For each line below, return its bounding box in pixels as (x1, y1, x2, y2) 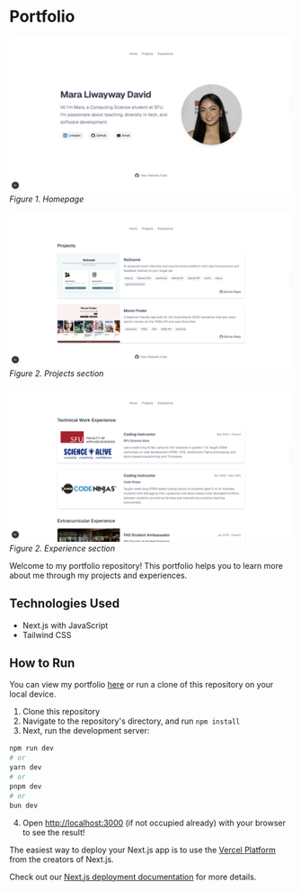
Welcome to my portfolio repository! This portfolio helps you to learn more (9, 560, 283, 571)
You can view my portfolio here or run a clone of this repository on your (9, 679, 274, 690)
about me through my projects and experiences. (9, 570, 188, 580)
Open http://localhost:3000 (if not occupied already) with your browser (22, 817, 286, 828)
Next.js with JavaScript (22, 619, 109, 631)
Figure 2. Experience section (9, 543, 116, 553)
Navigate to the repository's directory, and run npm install (22, 715, 241, 726)
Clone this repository (22, 706, 101, 717)
